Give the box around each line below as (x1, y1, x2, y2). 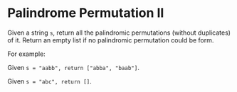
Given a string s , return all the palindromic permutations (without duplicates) (7, 28, 231, 37)
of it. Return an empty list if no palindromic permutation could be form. (7, 35, 214, 44)
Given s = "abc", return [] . (7, 76, 93, 86)
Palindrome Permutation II (7, 5, 164, 21)
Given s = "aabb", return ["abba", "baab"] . (7, 63, 140, 71)
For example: (7, 50, 46, 58)
